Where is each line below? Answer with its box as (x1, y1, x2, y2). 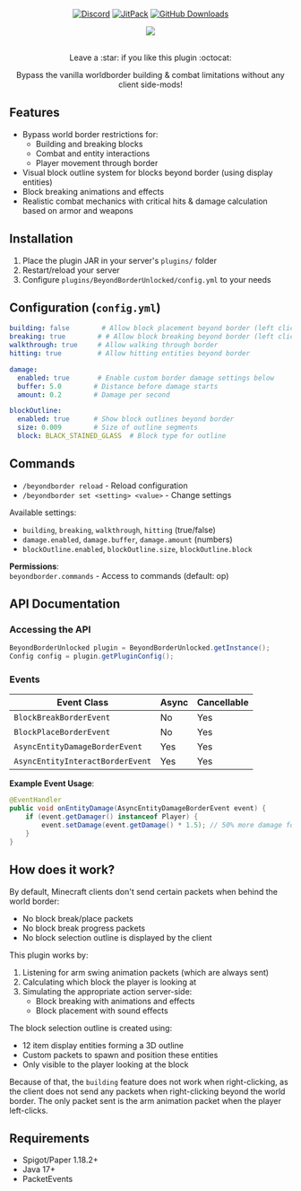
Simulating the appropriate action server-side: (21, 985, 193, 996)
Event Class (56, 696, 109, 709)
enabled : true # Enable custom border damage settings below (17, 373, 275, 382)
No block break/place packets (21, 913, 134, 924)
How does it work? (9, 863, 116, 878)
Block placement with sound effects (35, 1005, 168, 1016)
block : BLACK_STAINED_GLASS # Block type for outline (17, 432, 227, 441)
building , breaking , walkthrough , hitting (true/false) (21, 524, 217, 535)
